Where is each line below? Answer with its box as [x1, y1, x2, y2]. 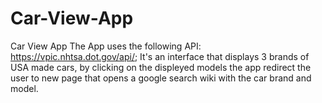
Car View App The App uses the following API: [10, 40, 202, 52]
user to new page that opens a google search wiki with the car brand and [10, 72, 312, 84]
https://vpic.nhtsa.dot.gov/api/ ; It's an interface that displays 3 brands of [10, 50, 310, 62]
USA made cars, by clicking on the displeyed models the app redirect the [10, 61, 312, 73]
